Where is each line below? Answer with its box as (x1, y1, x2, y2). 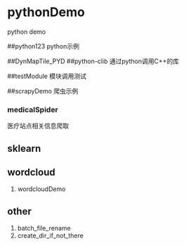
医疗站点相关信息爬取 (7, 122, 69, 130)
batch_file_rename (17, 224, 72, 233)
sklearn (7, 142, 41, 155)
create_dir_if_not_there (17, 231, 84, 240)
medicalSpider (7, 105, 58, 115)
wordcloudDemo (17, 185, 66, 193)
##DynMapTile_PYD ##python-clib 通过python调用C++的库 (7, 57, 180, 65)
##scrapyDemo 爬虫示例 (7, 86, 79, 95)
